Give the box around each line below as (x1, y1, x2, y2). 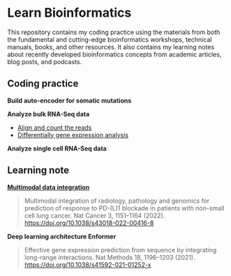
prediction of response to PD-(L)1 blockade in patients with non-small (24, 204, 225, 212)
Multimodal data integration (7, 183, 90, 191)
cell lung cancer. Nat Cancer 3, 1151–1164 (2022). (24, 211, 165, 220)
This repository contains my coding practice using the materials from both (7, 28, 221, 36)
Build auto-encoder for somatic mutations (7, 96, 132, 105)
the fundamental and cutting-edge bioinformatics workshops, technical (7, 35, 212, 43)
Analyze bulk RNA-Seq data (7, 109, 90, 118)
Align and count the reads (17, 123, 92, 132)
